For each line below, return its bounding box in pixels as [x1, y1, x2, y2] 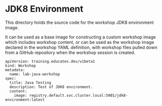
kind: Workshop [5, 63, 36, 68]
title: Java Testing [9, 80, 51, 85]
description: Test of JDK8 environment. [9, 84, 93, 89]
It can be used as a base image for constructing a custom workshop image [5, 34, 156, 40]
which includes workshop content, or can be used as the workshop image [5, 39, 154, 45]
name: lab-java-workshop [9, 71, 60, 76]
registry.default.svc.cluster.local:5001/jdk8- [29, 93, 128, 98]
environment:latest [5, 97, 45, 102]
